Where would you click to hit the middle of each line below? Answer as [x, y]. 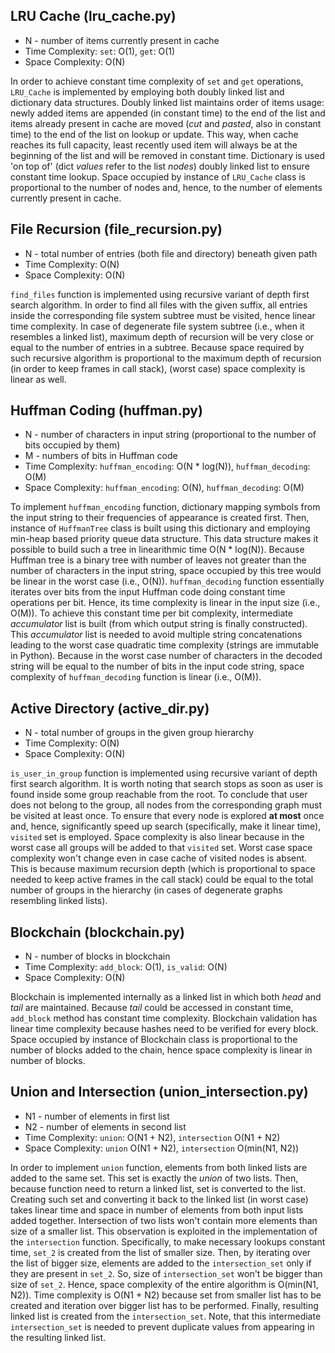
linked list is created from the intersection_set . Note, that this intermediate [166, 1316]
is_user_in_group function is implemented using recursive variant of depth [164, 773]
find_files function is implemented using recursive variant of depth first [160, 294]
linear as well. [38, 379]
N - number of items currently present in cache [122, 40]
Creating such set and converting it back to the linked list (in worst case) [159, 1199]
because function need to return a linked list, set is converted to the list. [158, 1188]
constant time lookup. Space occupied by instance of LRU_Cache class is [158, 176]
